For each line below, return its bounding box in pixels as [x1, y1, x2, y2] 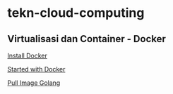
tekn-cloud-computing [7, 5, 145, 21]
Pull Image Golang [7, 79, 61, 87]
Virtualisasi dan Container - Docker [7, 33, 166, 45]
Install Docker [7, 51, 47, 60]
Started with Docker [7, 65, 66, 73]
